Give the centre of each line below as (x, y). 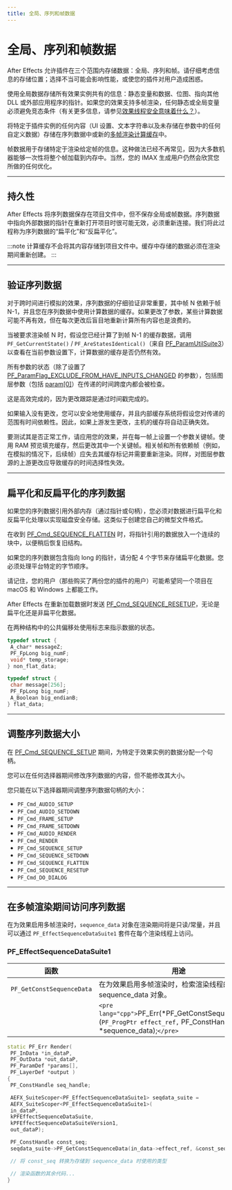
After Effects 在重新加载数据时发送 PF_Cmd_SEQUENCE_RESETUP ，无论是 (114, 604)
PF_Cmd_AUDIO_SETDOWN (48, 812)
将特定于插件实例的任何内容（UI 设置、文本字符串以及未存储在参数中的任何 (114, 126)
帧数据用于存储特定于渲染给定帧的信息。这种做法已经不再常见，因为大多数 (113, 148)
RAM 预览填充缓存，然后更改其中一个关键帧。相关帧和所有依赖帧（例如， (119, 445)
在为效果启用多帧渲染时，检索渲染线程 (161, 984)
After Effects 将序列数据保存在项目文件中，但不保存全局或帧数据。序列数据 (113, 214)
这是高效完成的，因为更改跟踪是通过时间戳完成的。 (80, 399)
